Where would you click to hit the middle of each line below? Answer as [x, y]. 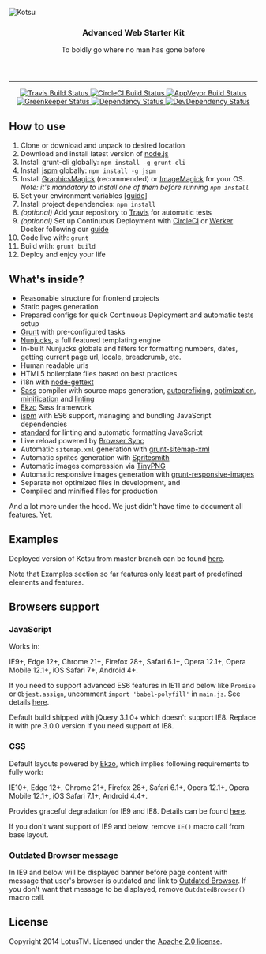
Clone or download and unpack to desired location [103, 145]
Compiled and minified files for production [89, 491]
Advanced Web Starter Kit [133, 32]
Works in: [24, 646]
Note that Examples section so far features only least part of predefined [126, 574]
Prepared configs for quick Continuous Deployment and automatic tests [137, 315]
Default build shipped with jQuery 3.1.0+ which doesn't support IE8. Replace [133, 717]
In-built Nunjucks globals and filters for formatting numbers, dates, [129, 348]
